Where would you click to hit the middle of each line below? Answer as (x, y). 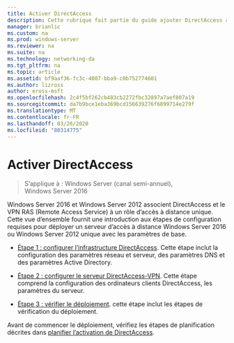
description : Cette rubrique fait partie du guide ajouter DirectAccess (115, 20)
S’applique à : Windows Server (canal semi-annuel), (99, 184)
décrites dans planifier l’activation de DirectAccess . (81, 333)
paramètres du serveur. (51, 291)
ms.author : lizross (36, 85)
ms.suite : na (26, 53)
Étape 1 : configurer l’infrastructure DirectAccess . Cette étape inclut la (117, 248)
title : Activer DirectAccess (49, 14)
